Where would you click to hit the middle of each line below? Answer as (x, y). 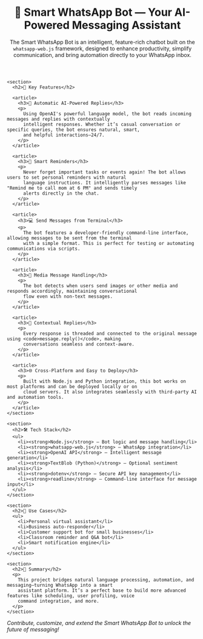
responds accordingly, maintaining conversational (72, 291)
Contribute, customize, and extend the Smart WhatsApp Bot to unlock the (99, 623)
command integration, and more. (58, 601)
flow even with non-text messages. (68, 296)
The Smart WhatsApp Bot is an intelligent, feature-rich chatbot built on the (102, 42)
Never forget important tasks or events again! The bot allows (105, 172)
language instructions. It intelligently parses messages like (105, 182)
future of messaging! (33, 629)
